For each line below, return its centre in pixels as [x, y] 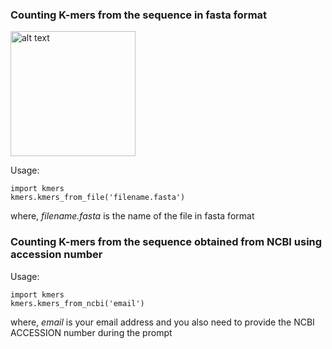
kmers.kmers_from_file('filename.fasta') [98, 198]
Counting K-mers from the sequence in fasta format [139, 15]
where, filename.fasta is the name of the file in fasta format [132, 216]
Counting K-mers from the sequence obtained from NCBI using [166, 242]
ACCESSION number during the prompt [91, 332]
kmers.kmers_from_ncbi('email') [77, 303]
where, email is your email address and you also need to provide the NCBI [162, 322]
